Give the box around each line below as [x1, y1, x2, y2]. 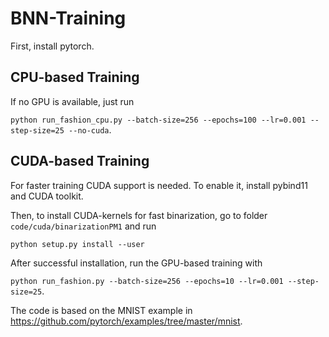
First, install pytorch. [10, 40, 95, 52]
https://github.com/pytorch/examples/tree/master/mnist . [10, 315, 243, 327]
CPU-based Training [10, 69, 140, 86]
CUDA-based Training [10, 153, 150, 170]
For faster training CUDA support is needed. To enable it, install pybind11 [10, 179, 308, 191]
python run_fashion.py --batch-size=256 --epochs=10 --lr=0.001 [10, 276, 284, 286]
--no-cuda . [68, 123, 112, 136]
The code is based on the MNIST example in [10, 304, 193, 316]
